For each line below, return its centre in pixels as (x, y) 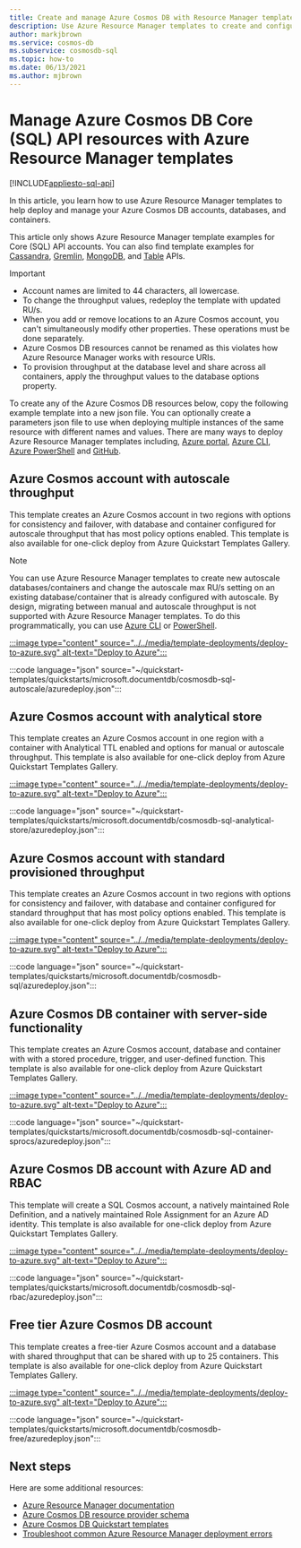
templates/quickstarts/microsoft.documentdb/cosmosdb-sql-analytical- (142, 821)
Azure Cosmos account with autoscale (120, 479)
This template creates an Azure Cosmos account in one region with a (137, 738)
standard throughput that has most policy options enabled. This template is (148, 913)
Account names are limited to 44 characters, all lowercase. (131, 290)
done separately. (53, 338)
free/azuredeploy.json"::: (55, 1438)
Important (27, 273)
